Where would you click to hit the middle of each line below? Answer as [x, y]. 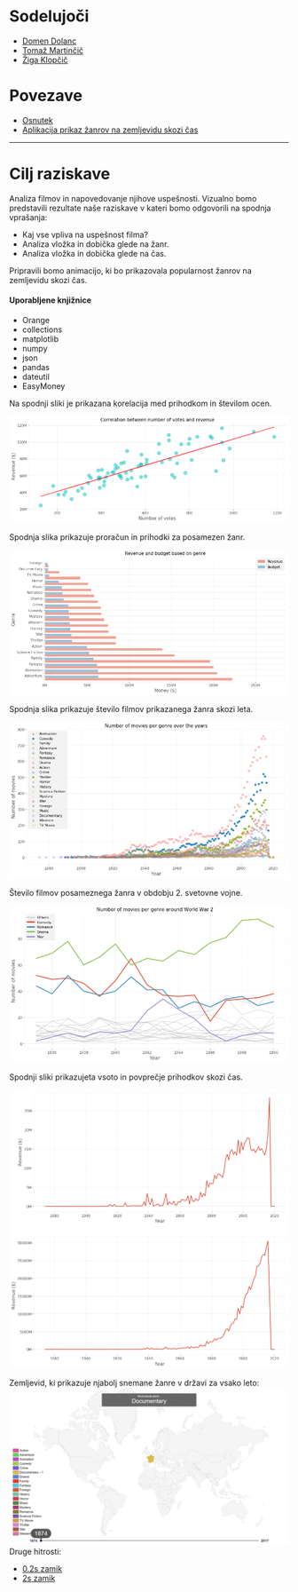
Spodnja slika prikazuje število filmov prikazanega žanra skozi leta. [131, 709]
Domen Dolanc [49, 41]
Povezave [46, 96]
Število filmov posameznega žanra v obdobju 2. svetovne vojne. [126, 892]
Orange [36, 321]
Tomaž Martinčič [53, 50]
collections [42, 329]
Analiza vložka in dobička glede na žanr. [95, 244]
